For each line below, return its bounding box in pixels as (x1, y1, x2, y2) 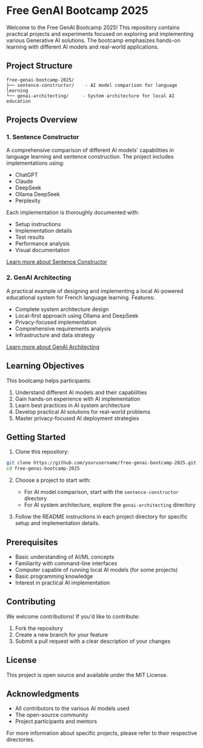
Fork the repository (15, 624, 64, 632)
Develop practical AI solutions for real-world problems (15, 408, 150, 415)
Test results (15, 233, 45, 241)
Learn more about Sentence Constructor (6, 258, 108, 266)
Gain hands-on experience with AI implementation (15, 395, 141, 402)
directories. (6, 736, 35, 743)
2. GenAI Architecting (6, 273, 72, 282)
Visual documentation (15, 247, 70, 254)
